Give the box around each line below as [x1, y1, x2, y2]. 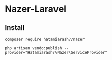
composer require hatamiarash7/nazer [5, 37, 85, 42]
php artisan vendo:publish [5, 46, 62, 51]
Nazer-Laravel [5, 3, 67, 15]
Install [5, 23, 25, 32]
